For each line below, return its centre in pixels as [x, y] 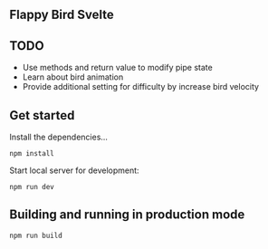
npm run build [36, 235]
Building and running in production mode [127, 215]
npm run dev [32, 187]
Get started [42, 115]
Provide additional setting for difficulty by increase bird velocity [141, 87]
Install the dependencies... [59, 137]
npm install [32, 154]
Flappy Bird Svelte [62, 15]
